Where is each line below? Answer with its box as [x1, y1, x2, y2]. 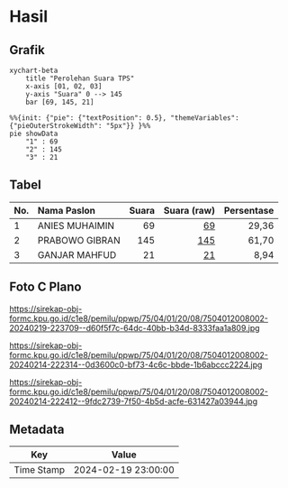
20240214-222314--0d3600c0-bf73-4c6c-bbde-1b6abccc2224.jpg [9, 359, 263, 370]
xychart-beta [9, 66, 58, 75]
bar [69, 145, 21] [25, 97, 94, 106]
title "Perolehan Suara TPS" [25, 74, 135, 83]
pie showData [9, 129, 58, 138]
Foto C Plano [9, 280, 82, 295]
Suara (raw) [163, 204, 216, 216]
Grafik [9, 42, 45, 58]
